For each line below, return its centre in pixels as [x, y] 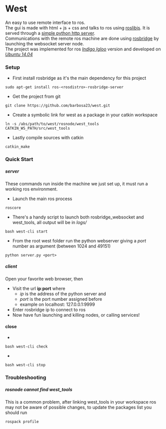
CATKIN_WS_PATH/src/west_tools [38, 128]
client [11, 266]
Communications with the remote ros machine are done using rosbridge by [82, 38]
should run [16, 413]
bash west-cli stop [25, 365]
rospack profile [22, 422]
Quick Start [19, 159]
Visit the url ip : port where [39, 289]
